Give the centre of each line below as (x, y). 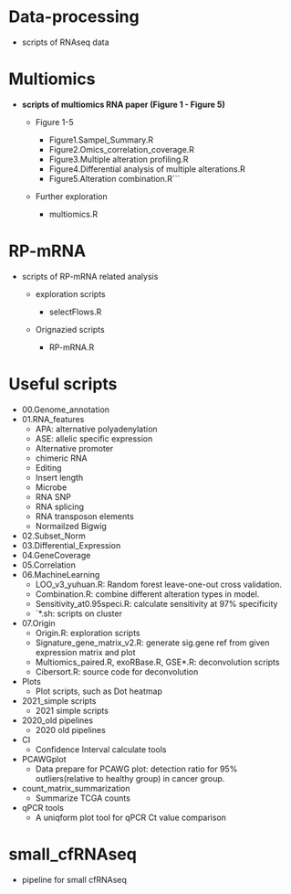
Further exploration (71, 196)
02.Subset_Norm (53, 536)
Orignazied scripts (70, 329)
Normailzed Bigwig (71, 526)
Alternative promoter (74, 448)
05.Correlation (49, 565)
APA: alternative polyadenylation (96, 429)
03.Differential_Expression (71, 545)
